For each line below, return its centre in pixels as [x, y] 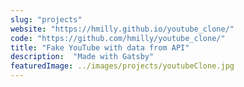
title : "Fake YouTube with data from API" [100, 47]
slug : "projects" [46, 19]
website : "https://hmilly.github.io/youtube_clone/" [122, 29]
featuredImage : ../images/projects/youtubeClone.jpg [122, 66]
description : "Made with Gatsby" [82, 57]
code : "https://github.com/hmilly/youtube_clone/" [118, 38]
